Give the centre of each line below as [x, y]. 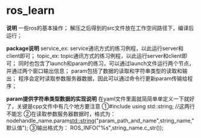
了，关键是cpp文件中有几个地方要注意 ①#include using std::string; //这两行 [101, 106]
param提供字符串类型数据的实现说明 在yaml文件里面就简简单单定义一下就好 [101, 99]
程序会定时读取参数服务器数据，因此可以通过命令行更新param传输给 [103, 78]
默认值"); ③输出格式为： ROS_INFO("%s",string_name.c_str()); [85, 128]
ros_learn [30, 11]
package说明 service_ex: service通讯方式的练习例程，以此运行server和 [95, 48]
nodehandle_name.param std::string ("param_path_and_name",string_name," [100, 121]
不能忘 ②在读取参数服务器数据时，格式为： [61, 114]
